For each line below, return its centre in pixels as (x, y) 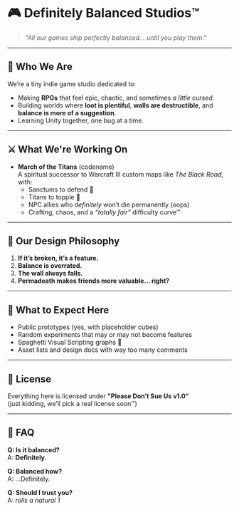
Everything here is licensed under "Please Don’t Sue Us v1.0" (99, 396)
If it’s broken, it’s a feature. (58, 258)
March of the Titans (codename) (66, 167)
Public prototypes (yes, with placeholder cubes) (88, 327)
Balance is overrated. (50, 266)
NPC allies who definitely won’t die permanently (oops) (109, 204)
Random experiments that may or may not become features (105, 335)
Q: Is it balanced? (34, 449)
